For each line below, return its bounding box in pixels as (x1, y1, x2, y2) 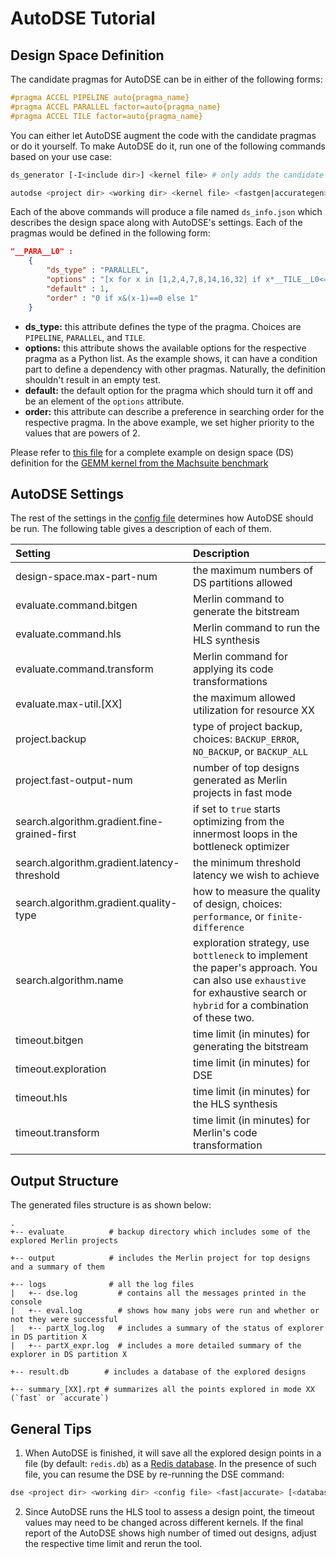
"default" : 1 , (46, 283, 110, 294)
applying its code (193, 662, 274, 676)
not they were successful (10, 1315, 118, 1325)
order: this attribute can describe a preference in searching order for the (24, 405, 325, 417)
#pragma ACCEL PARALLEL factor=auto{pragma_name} (10, 102, 222, 112)
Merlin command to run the (193, 621, 321, 635)
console (10, 1297, 43, 1307)
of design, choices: (193, 897, 283, 911)
